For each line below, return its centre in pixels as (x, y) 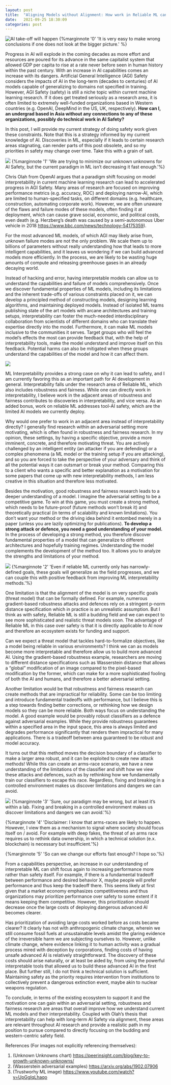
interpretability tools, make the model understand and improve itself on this (84, 343)
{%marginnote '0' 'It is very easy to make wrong (110, 39)
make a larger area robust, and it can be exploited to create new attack (79, 758)
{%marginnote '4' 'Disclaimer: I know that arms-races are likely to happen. (83, 822)
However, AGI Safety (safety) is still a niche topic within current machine (81, 92)
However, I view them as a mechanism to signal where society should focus (84, 828)
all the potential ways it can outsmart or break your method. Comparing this (84, 465)
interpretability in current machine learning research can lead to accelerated (85, 182)
